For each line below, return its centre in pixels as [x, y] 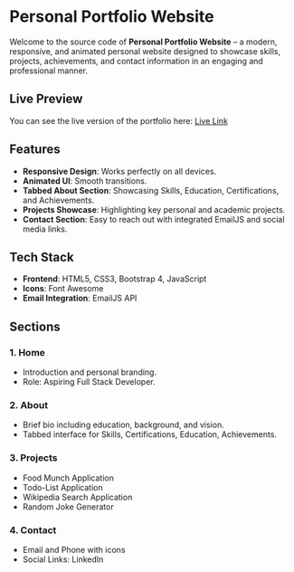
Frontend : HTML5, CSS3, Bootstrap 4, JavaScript [114, 279]
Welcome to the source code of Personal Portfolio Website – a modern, [143, 42]
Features [35, 150]
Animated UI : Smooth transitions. [85, 181]
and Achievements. [58, 200]
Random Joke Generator [68, 506]
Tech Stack [42, 257]
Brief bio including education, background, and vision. [123, 425]
